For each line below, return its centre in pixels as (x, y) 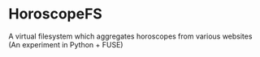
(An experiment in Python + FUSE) (66, 44)
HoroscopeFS (56, 14)
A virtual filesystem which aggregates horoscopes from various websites (130, 36)
